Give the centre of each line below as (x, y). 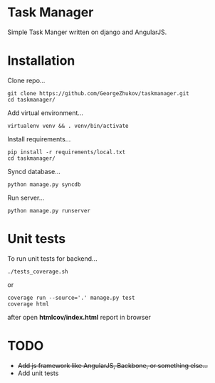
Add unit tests (38, 373)
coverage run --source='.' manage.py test (71, 298)
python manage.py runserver (49, 210)
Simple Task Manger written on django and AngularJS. (87, 32)
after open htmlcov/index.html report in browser (79, 317)
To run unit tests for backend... (52, 258)
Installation (41, 61)
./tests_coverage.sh (38, 271)
